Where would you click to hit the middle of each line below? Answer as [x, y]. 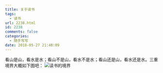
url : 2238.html [20, 23]
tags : [10, 14]
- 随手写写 [19, 41]
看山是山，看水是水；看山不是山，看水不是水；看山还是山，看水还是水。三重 [81, 59]
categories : [17, 36]
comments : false [21, 32]
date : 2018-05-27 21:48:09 [32, 45]
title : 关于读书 [20, 9]
